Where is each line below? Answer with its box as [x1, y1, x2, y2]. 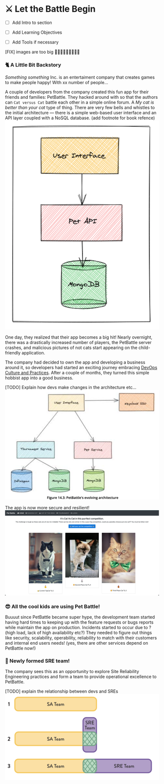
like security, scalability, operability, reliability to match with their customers [5, 635, 157, 641]
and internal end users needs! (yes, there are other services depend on [5, 640, 148, 646]
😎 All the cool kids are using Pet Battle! [5, 603, 100, 610]
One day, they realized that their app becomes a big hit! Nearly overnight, [5, 334, 153, 340]
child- [138, 345, 150, 350]
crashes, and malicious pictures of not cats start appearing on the [5, 345, 138, 350]
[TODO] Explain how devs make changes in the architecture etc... [5, 385, 137, 391]
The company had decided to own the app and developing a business [5, 359, 145, 365]
